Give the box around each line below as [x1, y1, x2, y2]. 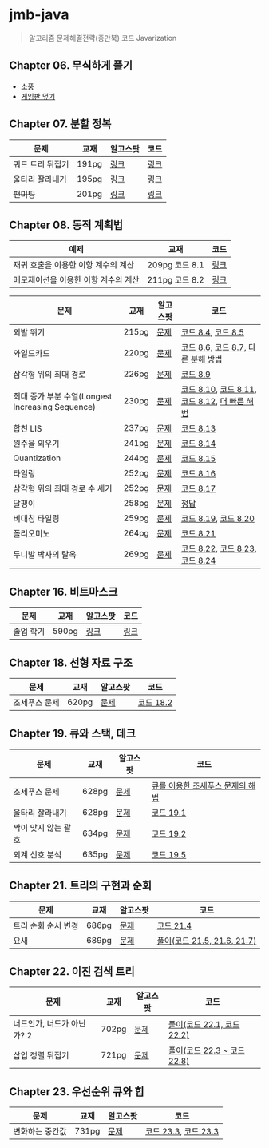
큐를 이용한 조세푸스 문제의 [151, 780, 247, 791]
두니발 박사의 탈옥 [13, 549, 77, 560]
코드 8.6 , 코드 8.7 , [180, 342, 247, 353]
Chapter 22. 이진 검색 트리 [9, 965, 135, 978]
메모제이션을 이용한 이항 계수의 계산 [13, 275, 140, 286]
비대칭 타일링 [13, 513, 60, 524]
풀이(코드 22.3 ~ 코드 [168, 1045, 246, 1056]
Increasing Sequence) [13, 402, 97, 413]
